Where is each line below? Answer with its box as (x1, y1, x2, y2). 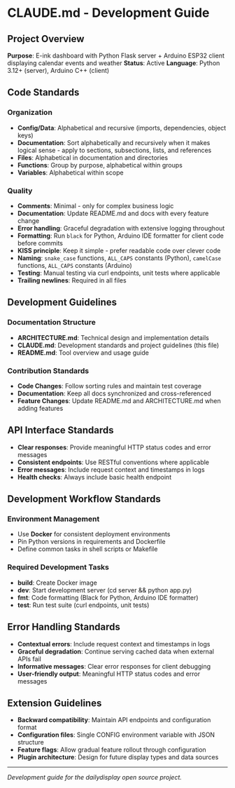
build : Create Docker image (17, 578, 98, 587)
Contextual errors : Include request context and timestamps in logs (17, 639, 211, 648)
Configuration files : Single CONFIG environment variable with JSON (17, 731, 215, 739)
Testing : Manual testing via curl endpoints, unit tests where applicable (17, 269, 220, 277)
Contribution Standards (7, 366, 90, 376)
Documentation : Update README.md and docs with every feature (17, 209, 209, 217)
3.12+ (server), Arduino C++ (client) (7, 67, 110, 74)
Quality (7, 186, 33, 196)
